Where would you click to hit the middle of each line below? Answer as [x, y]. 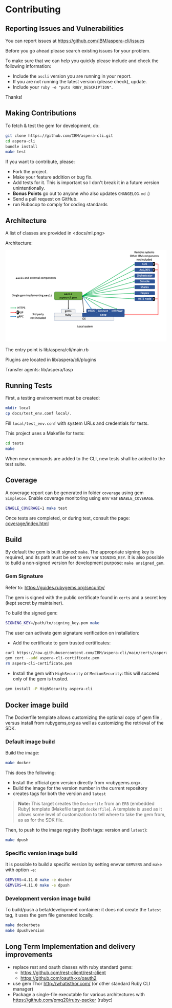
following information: [28, 66]
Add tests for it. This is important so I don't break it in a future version [86, 183]
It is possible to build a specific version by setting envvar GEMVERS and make [84, 865]
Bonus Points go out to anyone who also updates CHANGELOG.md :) [81, 193]
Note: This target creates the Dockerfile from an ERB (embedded [86, 804]
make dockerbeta [23, 925]
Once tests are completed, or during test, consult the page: [68, 518]
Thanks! [14, 97]
